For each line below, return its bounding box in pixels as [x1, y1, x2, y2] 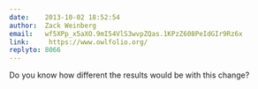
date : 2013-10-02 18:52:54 [9, 12, 121, 22]
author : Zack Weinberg [9, 21, 97, 30]
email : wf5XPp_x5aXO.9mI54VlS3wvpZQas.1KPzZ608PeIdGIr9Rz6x [9, 29, 243, 38]
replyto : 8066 [9, 46, 62, 55]
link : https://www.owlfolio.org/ [9, 37, 148, 47]
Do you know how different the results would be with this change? [9, 70, 250, 80]
